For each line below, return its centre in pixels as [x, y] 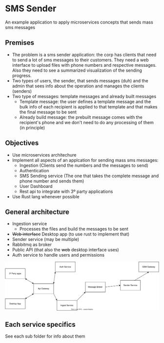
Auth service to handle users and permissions [58, 255]
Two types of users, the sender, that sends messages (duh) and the [80, 80]
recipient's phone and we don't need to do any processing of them [86, 122]
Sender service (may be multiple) [46, 239]
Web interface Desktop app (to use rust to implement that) [71, 234]
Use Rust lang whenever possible [46, 196]
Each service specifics [40, 324]
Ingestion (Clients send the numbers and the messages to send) [84, 165]
